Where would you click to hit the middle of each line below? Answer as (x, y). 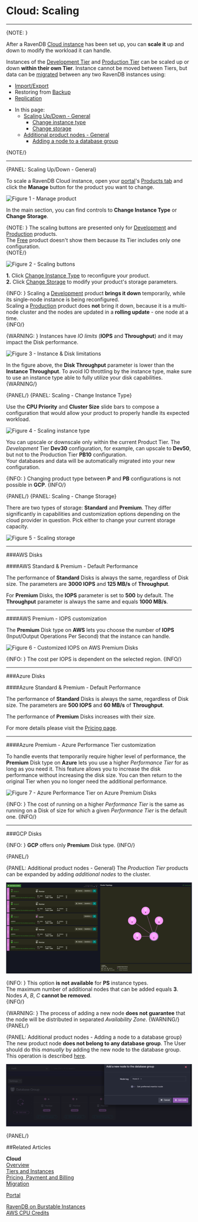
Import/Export (32, 85)
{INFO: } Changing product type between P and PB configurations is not (93, 478)
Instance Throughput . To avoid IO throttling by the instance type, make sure (99, 371)
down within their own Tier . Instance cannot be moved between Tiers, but (97, 68)
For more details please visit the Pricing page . (62, 728)
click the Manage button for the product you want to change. (80, 187)
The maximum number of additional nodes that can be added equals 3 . (92, 989)
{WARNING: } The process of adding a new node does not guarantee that (96, 1013)
